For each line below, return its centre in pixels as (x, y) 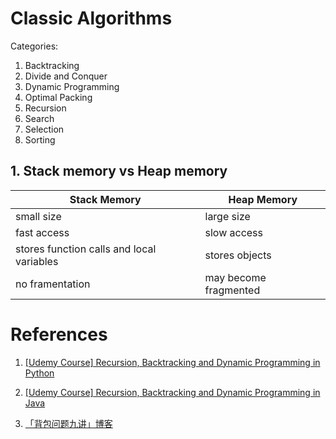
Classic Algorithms (91, 18)
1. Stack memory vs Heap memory (119, 171)
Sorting (40, 139)
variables (37, 261)
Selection (44, 129)
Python (39, 373)
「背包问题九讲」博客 (68, 423)
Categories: (34, 46)
